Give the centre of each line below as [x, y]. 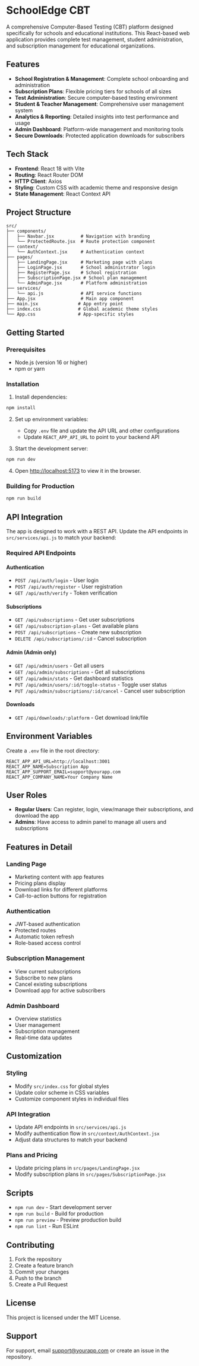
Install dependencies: [41, 397]
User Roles [27, 796]
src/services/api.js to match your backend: [61, 537]
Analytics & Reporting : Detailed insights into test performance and [97, 116]
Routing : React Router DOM [49, 175]
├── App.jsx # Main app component [70, 299]
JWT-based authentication [47, 924]
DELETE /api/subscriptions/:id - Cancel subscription [80, 638]
